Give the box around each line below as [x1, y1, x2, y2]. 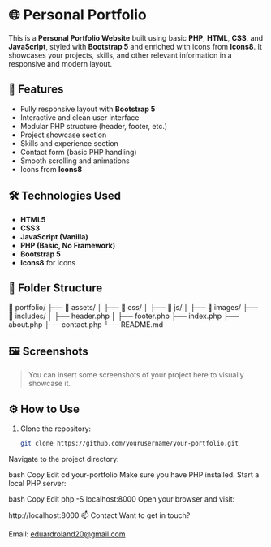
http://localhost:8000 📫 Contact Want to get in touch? [8, 510, 191, 520]
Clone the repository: [19, 424, 92, 433]
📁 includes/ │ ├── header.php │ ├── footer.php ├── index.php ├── [8, 311, 239, 321]
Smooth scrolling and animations [19, 156, 130, 166]
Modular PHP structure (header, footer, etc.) [19, 121, 168, 131]
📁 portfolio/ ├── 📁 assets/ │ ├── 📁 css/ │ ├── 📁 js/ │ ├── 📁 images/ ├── [8, 303, 259, 312]
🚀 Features [8, 83, 64, 97]
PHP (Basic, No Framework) [19, 240, 116, 250]
